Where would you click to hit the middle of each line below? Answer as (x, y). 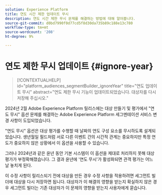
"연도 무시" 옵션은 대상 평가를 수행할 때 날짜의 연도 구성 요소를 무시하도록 (74, 130)
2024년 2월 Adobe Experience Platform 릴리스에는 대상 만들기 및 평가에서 (76, 108)
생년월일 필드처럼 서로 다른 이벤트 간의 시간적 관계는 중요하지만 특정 (87, 137)
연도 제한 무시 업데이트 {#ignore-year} (79, 66)
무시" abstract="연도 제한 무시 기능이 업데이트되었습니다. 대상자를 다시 (89, 92)
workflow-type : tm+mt (27, 28)
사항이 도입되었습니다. (31, 120)
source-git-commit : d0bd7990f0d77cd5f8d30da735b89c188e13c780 (69, 23)
